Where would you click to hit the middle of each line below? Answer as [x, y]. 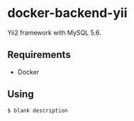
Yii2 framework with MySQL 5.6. [54, 33]
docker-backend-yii [67, 13]
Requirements [39, 55]
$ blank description [38, 110]
